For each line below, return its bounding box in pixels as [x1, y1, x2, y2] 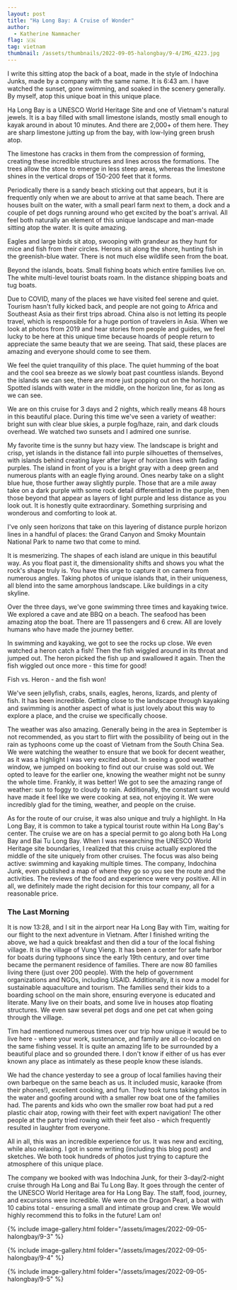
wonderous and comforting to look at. [7, 508, 117, 517]
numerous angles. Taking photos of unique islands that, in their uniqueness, [7, 573, 229, 582]
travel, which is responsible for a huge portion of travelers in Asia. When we [7, 316, 229, 326]
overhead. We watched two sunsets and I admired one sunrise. [7, 427, 192, 435]
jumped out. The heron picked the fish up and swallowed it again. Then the [7, 653, 226, 662]
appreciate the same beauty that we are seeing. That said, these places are [7, 339, 227, 348]
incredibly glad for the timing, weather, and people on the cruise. [7, 800, 196, 809]
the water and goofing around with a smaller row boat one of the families [7, 1093, 220, 1102]
